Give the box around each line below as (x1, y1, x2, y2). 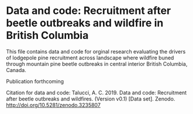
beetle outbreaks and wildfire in (6, 16, 164, 30)
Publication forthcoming (6, 77, 64, 85)
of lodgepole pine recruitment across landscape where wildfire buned (6, 54, 174, 61)
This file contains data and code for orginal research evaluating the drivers (6, 48, 186, 55)
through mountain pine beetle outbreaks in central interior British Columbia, (6, 60, 188, 67)
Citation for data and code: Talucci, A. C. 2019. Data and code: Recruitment (6, 89, 187, 96)
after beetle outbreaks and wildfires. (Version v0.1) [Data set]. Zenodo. (6, 95, 175, 102)
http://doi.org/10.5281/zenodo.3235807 (6, 101, 101, 108)
